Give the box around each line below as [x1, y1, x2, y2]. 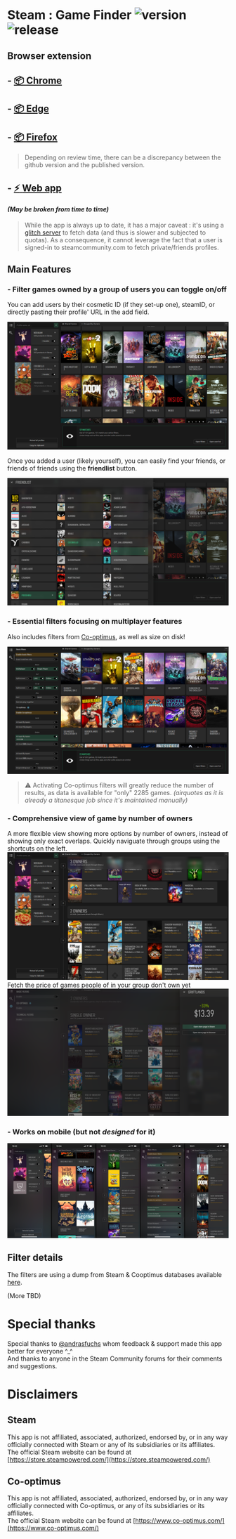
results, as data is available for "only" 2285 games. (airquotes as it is [24, 788, 223, 797]
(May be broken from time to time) [7, 205, 109, 214]
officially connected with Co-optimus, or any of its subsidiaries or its [7, 1502, 205, 1510]
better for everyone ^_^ [7, 1347, 73, 1355]
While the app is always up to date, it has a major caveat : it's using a [24, 221, 225, 229]
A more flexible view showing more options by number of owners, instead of [7, 830, 228, 838]
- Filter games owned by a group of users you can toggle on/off [7, 284, 227, 294]
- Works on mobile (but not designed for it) [7, 1127, 156, 1137]
